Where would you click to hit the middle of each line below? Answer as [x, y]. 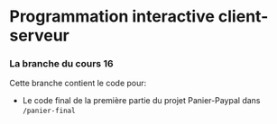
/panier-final [49, 111]
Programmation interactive [112, 17]
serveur [39, 35]
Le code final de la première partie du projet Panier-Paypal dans [141, 101]
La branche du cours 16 [62, 64]
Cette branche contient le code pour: [78, 84]
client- [243, 17]
